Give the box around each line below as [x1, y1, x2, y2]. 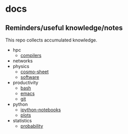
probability [20, 123, 44, 129]
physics [12, 63, 30, 69]
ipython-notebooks [20, 107, 61, 113]
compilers [20, 52, 42, 58]
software [20, 74, 39, 80]
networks [12, 58, 33, 64]
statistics [12, 118, 32, 123]
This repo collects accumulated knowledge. [5, 37, 97, 43]
